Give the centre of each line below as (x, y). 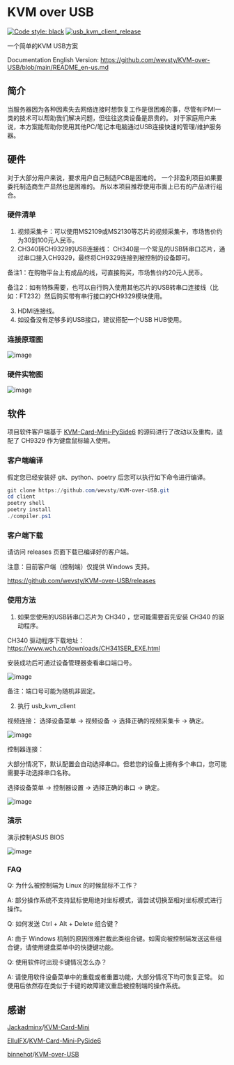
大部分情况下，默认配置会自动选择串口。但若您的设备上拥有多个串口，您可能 (117, 764)
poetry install (29, 510)
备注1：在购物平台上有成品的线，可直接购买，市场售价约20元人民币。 (107, 272)
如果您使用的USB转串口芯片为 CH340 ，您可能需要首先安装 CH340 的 (118, 617)
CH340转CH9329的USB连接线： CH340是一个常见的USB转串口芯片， (118, 249)
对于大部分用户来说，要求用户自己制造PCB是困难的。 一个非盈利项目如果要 (115, 177)
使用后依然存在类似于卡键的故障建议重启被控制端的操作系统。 (96, 986)
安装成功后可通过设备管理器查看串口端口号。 (71, 662)
